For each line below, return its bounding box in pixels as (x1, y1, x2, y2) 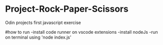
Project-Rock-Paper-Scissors (5, 3, 128, 15)
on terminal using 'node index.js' (5, 34, 72, 40)
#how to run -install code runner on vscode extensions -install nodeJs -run (5, 29, 158, 35)
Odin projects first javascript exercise (5, 20, 81, 25)
